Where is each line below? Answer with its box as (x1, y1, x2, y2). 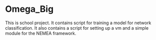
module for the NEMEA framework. (5, 30, 77, 36)
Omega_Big (5, 3, 53, 15)
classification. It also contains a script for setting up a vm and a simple (5, 25, 149, 31)
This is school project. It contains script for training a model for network (5, 20, 152, 26)
